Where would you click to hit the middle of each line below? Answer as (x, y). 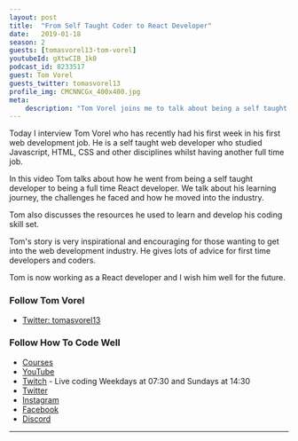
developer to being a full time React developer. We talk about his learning (143, 188)
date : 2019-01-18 (45, 34)
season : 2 (27, 42)
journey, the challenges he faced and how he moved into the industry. (137, 198)
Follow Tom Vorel (47, 301)
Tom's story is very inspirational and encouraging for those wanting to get (144, 241)
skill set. (24, 224)
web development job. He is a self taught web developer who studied (136, 143)
